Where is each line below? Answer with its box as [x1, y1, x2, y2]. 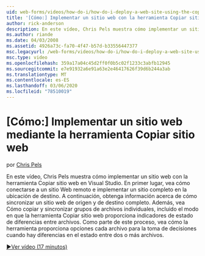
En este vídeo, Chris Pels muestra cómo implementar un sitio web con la [6, 172, 188, 180]
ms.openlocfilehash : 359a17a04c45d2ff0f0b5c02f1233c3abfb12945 [6, 60, 171, 66]
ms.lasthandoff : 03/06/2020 [6, 83, 78, 89]
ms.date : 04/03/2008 [6, 37, 59, 43]
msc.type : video [6, 54, 48, 60]
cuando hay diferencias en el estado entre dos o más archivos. [6, 231, 165, 238]
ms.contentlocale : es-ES [6, 77, 70, 83]
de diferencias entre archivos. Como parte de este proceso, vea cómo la [6, 218, 189, 225]
